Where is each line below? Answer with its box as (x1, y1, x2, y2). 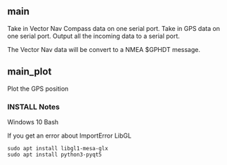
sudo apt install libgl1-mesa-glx (7, 145, 109, 152)
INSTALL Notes (7, 102, 60, 112)
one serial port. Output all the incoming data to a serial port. (7, 32, 181, 40)
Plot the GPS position (7, 84, 69, 93)
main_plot (7, 66, 52, 78)
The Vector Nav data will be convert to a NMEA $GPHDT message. (7, 45, 200, 53)
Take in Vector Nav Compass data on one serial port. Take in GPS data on (7, 24, 220, 32)
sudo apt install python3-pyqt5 (7, 151, 102, 158)
